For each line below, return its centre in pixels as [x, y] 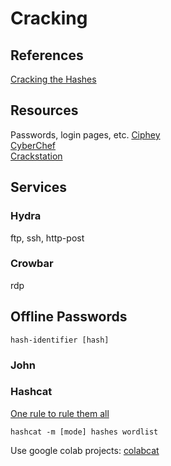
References [47, 55]
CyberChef [33, 145]
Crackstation [36, 156]
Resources [44, 110]
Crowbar [32, 264]
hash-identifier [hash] [60, 340]
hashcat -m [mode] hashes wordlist [84, 432]
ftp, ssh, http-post [47, 238]
